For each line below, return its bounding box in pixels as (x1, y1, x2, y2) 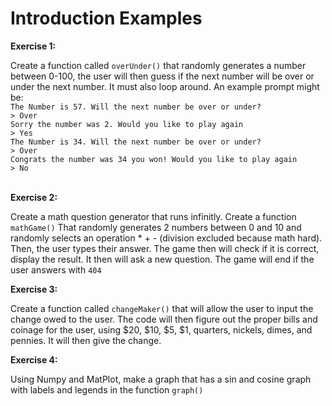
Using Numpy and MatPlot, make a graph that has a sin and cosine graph (10, 373, 312, 385)
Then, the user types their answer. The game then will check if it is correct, (10, 242, 320, 254)
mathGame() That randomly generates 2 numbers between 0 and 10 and (10, 221, 302, 233)
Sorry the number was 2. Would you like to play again (10, 119, 244, 129)
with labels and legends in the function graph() (10, 383, 204, 396)
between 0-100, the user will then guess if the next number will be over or (10, 70, 315, 82)
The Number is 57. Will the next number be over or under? (10, 102, 262, 112)
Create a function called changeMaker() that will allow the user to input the (10, 302, 314, 314)
